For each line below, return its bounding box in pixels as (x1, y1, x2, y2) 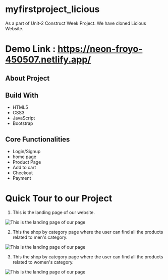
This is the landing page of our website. (12, 209, 95, 216)
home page (12, 154, 37, 160)
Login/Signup (12, 149, 41, 155)
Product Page (12, 159, 41, 165)
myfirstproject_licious (5, 4, 100, 15)
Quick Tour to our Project (5, 193, 113, 204)
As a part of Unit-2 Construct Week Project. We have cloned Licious (5, 20, 146, 26)
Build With (5, 91, 39, 99)
